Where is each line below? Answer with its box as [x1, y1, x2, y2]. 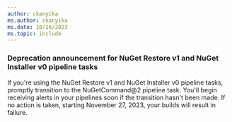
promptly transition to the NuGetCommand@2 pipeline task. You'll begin [7, 85, 218, 94]
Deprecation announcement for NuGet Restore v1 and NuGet [7, 54, 219, 63]
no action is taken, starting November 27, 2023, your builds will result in [7, 100, 216, 109]
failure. [7, 108, 28, 116]
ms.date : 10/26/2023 [7, 23, 69, 30]
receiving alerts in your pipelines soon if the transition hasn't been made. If [7, 93, 226, 102]
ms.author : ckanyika [7, 17, 69, 24]
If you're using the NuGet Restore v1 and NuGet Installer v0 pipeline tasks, [7, 78, 224, 87]
